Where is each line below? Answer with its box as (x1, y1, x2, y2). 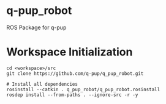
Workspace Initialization (6, 45, 133, 59)
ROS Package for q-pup (6, 24, 67, 31)
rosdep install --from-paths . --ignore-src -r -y (6, 92, 138, 98)
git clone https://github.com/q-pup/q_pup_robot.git (6, 71, 144, 77)
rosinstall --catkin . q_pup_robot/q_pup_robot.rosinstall (6, 86, 160, 92)
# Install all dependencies (6, 81, 78, 87)
